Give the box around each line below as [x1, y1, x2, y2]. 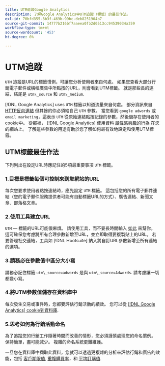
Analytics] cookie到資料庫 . [5, 307, 59, 313]
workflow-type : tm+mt [5, 26, 50, 30]
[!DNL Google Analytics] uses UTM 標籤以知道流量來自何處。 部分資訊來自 [5, 101, 153, 107]
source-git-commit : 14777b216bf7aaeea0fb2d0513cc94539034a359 [5, 21, 135, 26]
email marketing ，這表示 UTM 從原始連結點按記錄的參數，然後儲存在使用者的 [5, 113, 159, 119]
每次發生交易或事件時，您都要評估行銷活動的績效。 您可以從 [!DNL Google [5, 301, 156, 307]
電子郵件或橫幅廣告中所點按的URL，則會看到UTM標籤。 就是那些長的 [9, 84, 150, 91]
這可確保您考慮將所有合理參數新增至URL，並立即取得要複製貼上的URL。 [5, 231, 151, 237]
